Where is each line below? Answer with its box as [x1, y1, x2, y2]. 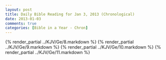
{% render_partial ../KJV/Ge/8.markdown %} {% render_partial [5, 39, 134, 45]
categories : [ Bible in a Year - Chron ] [5, 26, 88, 30]
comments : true [5, 21, 37, 26]
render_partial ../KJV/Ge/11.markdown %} [5, 50, 91, 56]
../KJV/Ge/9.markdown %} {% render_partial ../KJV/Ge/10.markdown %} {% [5, 44, 161, 50]
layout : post [5, 7, 32, 12]
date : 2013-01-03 [5, 16, 41, 21]
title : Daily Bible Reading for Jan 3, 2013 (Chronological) [5, 12, 135, 17]
